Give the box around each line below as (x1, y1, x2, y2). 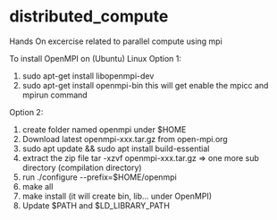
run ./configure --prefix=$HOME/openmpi (21, 172, 177, 182)
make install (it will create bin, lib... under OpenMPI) (21, 190, 213, 201)
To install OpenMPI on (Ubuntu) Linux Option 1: (9, 53, 181, 63)
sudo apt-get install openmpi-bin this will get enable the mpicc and (21, 80, 269, 90)
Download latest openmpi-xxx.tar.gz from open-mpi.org (21, 133, 228, 144)
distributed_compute (9, 6, 169, 27)
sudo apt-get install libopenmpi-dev (21, 70, 155, 81)
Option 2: (9, 106, 44, 117)
